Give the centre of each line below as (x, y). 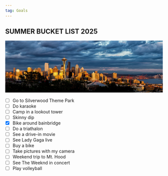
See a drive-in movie (34, 134)
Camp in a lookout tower (38, 111)
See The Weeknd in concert (41, 162)
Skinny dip (23, 117)
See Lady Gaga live (32, 140)
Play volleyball (27, 168)
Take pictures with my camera (43, 151)
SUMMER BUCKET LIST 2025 (51, 32)
